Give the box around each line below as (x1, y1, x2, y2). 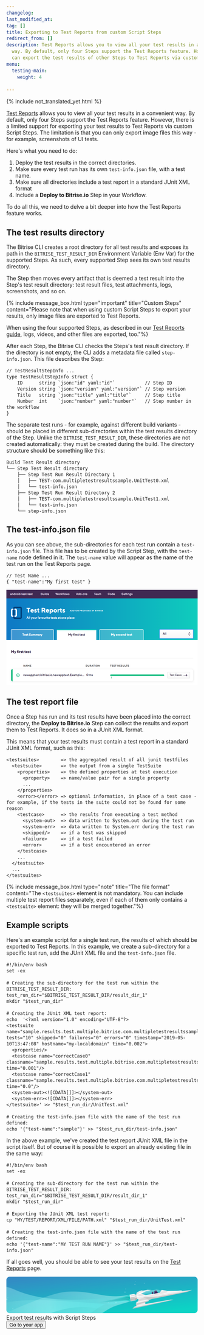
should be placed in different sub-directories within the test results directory (6, 428, 197, 435)
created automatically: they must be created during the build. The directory (6, 441, 194, 448)
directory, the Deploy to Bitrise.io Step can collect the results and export (6, 719, 189, 727)
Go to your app (9, 1321, 44, 1328)
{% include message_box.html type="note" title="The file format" (6, 883, 171, 890)
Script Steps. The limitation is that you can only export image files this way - (6, 129, 197, 136)
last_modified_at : (6, 16, 53, 23)
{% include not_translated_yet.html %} (6, 98, 102, 105)
